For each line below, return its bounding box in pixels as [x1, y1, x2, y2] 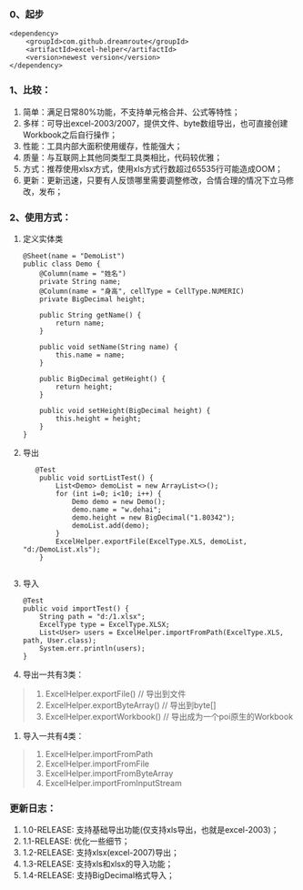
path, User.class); [22, 635, 97, 645]
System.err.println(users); [39, 643, 146, 652]
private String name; [39, 277, 121, 286]
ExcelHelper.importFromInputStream [45, 777, 182, 788]
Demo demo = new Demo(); [71, 497, 167, 506]
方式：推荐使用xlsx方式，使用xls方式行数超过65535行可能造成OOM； [22, 163, 284, 174]
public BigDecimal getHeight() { [39, 374, 167, 383]
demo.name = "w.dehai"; [71, 505, 162, 514]
